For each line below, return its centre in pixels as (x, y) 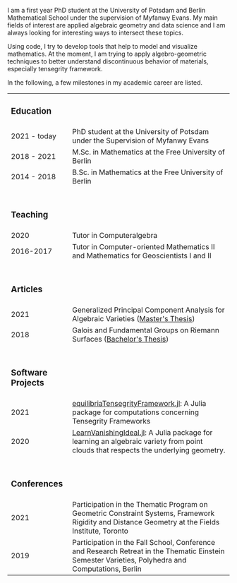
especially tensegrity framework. (55, 69)
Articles (27, 289)
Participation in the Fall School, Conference (144, 542)
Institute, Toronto (100, 531)
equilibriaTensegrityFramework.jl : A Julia (139, 403)
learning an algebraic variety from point (137, 441)
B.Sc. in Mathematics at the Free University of (147, 172)
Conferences (37, 483)
